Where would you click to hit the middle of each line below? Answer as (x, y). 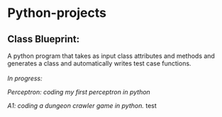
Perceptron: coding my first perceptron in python (79, 92)
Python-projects (57, 13)
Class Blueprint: (44, 39)
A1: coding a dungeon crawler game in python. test (82, 106)
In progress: (25, 78)
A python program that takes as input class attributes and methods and (111, 56)
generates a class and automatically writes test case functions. (99, 63)
